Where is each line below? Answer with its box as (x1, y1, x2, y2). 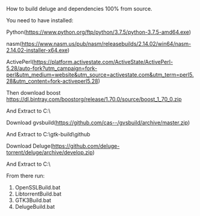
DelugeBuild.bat (14, 203, 55, 210)
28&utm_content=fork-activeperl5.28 (6, 78, 98, 84)
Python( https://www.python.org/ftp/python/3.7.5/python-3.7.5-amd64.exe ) (6, 28, 192, 36)
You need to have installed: (6, 17, 73, 24)
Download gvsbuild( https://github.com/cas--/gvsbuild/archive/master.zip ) (6, 119, 190, 126)
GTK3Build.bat (14, 197, 51, 204)
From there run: (6, 172, 45, 179)
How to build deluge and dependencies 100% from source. (6, 5, 152, 12)
